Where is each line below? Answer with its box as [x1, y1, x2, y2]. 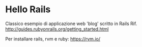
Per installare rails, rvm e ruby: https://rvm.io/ [5, 36, 101, 42]
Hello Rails [5, 4, 51, 15]
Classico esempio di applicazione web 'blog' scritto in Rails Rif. [5, 20, 137, 27]
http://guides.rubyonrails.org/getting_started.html [5, 26, 109, 32]
